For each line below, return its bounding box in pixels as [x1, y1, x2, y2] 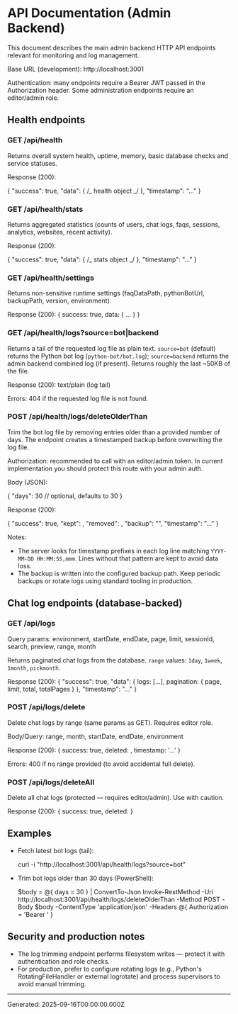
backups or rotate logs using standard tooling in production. [17, 576, 193, 585]
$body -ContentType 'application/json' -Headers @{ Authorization [34, 902, 229, 911]
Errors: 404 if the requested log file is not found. [7, 394, 149, 402]
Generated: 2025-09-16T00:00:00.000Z [7, 1000, 125, 1008]
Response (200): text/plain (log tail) [7, 381, 111, 389]
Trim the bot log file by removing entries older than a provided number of [7, 427, 221, 436]
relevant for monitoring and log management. [7, 51, 140, 60]
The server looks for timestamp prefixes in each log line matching [17, 546, 210, 555]
